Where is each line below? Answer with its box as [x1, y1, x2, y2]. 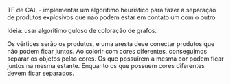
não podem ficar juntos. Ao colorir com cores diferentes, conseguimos [7, 48, 208, 55]
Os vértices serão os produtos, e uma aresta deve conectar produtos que [7, 40, 215, 48]
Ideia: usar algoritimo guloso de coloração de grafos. [7, 27, 157, 34]
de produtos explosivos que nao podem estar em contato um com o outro [7, 13, 216, 21]
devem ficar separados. [7, 69, 74, 77]
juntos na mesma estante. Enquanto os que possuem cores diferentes [7, 62, 205, 70]
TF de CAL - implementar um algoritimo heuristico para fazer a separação [7, 6, 217, 14]
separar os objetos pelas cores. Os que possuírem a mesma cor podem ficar [7, 54, 224, 63]
